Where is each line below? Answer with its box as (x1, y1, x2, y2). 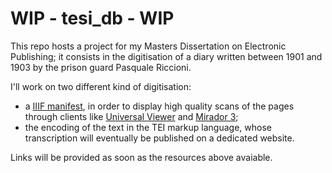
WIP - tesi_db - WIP (10, 7, 175, 30)
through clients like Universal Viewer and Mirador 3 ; (24, 110, 239, 122)
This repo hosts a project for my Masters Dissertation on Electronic (10, 40, 287, 52)
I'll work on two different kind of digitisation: (10, 80, 192, 92)
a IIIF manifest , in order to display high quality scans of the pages (24, 100, 295, 112)
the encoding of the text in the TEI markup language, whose (24, 121, 272, 133)
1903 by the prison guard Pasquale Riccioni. (10, 61, 192, 73)
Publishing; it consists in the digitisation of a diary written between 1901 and (10, 50, 323, 62)
